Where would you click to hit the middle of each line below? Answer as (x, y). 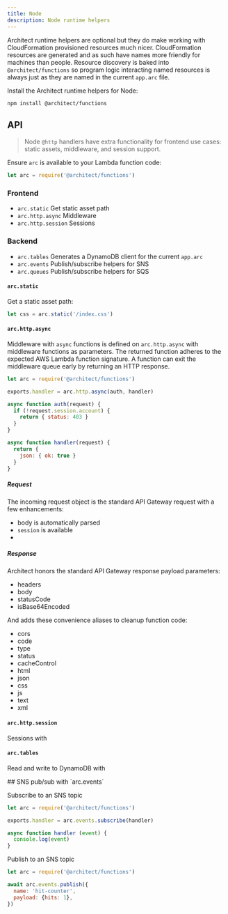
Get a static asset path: (40, 301)
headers (29, 584)
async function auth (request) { (54, 404)
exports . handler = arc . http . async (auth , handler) (81, 392)
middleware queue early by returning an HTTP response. (89, 366)
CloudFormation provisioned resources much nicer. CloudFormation (104, 47)
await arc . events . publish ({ (48, 885)
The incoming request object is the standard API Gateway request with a (111, 502)
